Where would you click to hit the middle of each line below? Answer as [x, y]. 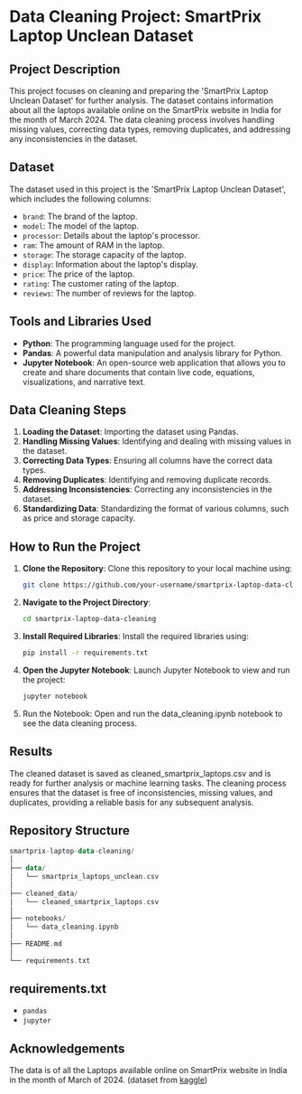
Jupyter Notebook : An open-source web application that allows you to [154, 363]
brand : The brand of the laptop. [80, 216]
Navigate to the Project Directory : [87, 602]
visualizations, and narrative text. [84, 382]
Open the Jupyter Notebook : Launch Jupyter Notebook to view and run [156, 670]
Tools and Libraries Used [80, 321]
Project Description [65, 69]
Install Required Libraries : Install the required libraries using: [136, 636]
